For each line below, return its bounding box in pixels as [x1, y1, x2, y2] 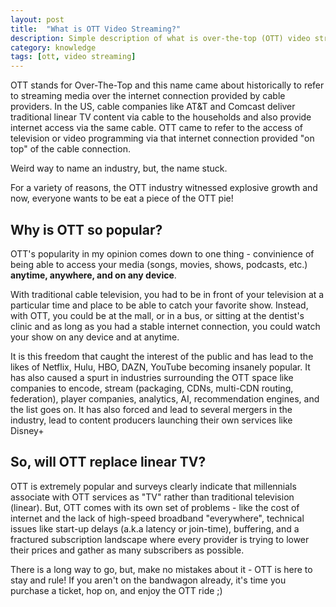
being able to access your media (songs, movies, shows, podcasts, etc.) [10, 258, 308, 270]
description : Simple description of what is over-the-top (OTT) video [10, 33, 311, 43]
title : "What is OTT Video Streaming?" [10, 24, 182, 34]
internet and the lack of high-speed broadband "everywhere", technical [10, 512, 305, 524]
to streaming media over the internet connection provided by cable [10, 90, 286, 102]
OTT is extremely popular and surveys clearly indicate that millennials [10, 480, 297, 492]
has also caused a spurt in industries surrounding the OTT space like [10, 371, 294, 383]
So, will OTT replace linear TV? [10, 454, 207, 471]
